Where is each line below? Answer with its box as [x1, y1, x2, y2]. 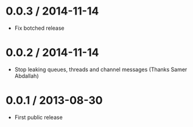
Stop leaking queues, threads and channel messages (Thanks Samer [14, 66, 188, 73]
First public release [14, 114, 63, 121]
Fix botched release [14, 24, 65, 32]
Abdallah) [14, 72, 39, 80]
